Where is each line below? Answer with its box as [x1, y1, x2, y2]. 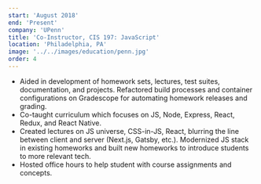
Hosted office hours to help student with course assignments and [19, 160, 232, 169]
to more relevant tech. [19, 151, 92, 161]
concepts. [19, 168, 53, 177]
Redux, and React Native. [19, 118, 102, 128]
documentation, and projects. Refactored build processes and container [19, 85, 253, 94]
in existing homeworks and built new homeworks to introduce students [19, 143, 249, 153]
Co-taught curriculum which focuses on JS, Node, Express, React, [19, 110, 235, 119]
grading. [19, 101, 47, 110]
